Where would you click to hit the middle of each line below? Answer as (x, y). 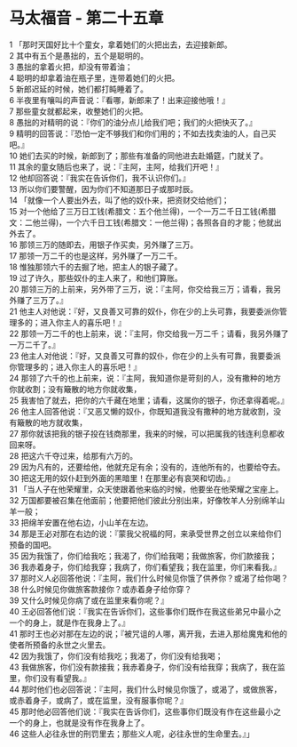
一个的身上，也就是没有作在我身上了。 (79, 722)
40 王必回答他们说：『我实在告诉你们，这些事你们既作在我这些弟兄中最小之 (145, 611)
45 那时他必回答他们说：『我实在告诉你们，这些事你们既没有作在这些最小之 (145, 711)
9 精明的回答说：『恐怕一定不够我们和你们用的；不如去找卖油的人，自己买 (143, 133)
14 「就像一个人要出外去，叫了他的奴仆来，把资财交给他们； (119, 200)
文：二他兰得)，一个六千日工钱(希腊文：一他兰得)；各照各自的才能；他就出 (145, 222)
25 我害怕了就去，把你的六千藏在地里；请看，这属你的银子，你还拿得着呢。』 (149, 400)
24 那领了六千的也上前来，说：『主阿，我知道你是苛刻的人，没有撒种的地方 (145, 378)
